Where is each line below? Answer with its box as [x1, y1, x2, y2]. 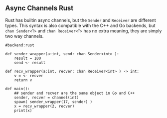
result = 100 [14, 56, 41, 61]
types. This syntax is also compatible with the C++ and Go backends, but [5, 22, 156, 28]
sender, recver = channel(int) [14, 95, 79, 100]
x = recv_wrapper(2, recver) [14, 104, 75, 109]
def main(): [5, 86, 30, 91]
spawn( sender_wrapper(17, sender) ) [14, 99, 93, 104]
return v [14, 77, 32, 83]
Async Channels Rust [5, 4, 74, 12]
